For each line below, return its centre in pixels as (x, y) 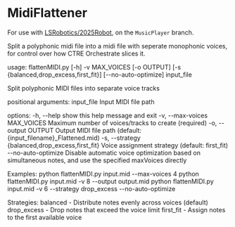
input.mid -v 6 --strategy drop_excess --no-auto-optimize (91, 188)
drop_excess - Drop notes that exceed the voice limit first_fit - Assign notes (116, 209)
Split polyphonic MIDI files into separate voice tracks (84, 88)
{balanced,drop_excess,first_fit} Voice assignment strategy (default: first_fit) (118, 145)
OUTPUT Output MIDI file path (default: (85, 130)
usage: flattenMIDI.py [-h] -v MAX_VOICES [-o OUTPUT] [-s (94, 67)
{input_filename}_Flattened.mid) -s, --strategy (74, 138)
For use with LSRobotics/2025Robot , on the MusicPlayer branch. (101, 32)
